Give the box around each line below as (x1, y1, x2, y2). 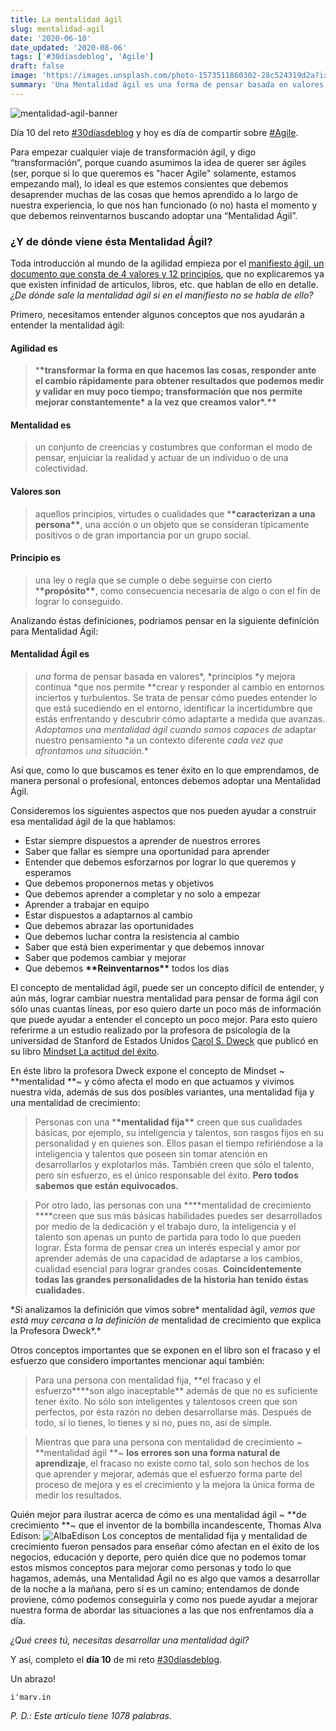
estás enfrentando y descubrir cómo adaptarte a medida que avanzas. (34, 713, 326, 725)
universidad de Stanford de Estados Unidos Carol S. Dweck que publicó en (10, 1035, 319, 1047)
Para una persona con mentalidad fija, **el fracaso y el (34, 1374, 262, 1386)
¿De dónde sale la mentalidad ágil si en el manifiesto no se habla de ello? (10, 289, 314, 301)
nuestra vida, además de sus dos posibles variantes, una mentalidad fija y (10, 1086, 315, 1098)
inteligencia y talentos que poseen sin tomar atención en (34, 1148, 268, 1160)
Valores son (10, 486, 62, 498)
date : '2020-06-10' (10, 33, 92, 43)
